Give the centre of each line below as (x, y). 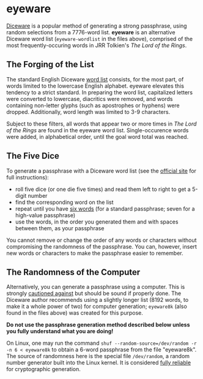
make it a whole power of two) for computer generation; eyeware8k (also (97, 306)
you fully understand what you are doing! (60, 331)
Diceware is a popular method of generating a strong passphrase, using (97, 26)
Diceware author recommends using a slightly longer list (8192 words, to (98, 300)
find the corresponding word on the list (65, 202)
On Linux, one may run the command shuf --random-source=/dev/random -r (102, 343)
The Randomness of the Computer (73, 272)
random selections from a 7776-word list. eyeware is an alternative (91, 32)
